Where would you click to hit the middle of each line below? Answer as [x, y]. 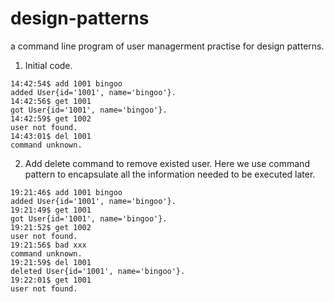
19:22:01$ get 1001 [51, 280]
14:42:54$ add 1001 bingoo [66, 83]
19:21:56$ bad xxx [48, 245]
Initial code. [48, 65]
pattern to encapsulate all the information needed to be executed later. [170, 174]
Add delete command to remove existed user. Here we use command [167, 163]
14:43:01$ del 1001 [51, 136]
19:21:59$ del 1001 [51, 262]
